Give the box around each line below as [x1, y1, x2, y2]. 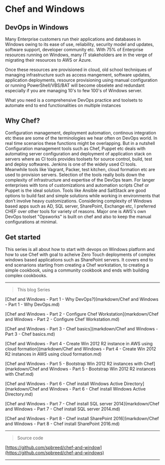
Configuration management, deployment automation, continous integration [5, 130, 156, 136]
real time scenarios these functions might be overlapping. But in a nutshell [5, 140, 155, 146]
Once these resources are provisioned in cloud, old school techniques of [5, 67, 152, 72]
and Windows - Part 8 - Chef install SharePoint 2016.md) [5, 421, 120, 427]
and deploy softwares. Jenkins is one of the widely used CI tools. [5, 161, 137, 167]
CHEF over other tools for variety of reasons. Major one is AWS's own [5, 208, 146, 214]
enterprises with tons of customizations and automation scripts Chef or [5, 182, 149, 188]
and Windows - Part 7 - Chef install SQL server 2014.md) [5, 406, 120, 412]
